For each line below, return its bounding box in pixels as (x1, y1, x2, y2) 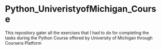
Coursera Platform (5, 40, 42, 46)
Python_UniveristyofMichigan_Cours (5, 3, 157, 15)
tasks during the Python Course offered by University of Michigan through (5, 35, 153, 41)
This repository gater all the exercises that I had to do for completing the (5, 30, 149, 35)
